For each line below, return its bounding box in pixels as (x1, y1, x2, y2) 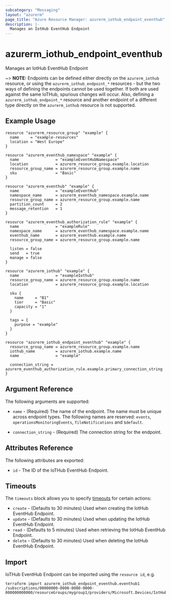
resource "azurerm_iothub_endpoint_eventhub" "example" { (5, 340, 131, 345)
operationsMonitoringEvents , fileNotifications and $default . (12, 419, 144, 425)
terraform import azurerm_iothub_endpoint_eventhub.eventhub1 (5, 581, 140, 586)
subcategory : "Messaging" (5, 7, 60, 13)
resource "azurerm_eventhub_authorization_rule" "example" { (5, 220, 138, 225)
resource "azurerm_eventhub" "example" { (5, 184, 95, 189)
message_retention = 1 (10, 206, 63, 211)
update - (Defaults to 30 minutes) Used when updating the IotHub (12, 516, 150, 522)
